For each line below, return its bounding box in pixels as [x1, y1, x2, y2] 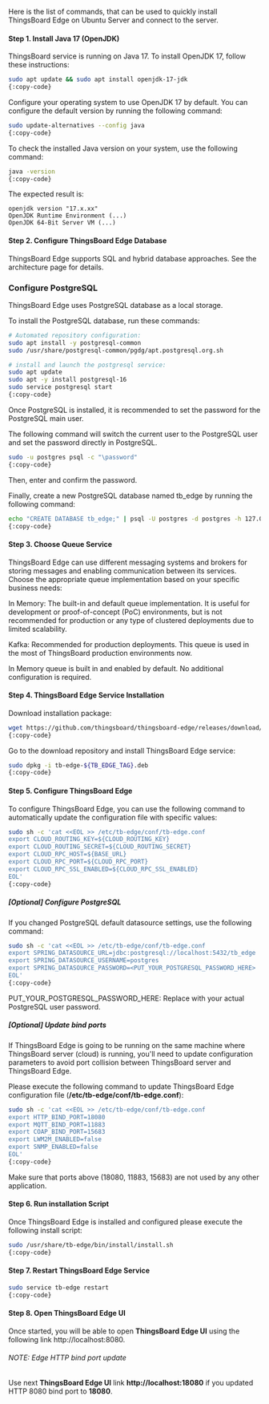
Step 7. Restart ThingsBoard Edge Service [8, 1266, 151, 1276]
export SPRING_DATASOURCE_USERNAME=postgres [8, 957, 159, 965]
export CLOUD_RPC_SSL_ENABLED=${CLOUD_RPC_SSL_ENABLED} [8, 865, 199, 873]
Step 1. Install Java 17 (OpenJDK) [8, 34, 120, 43]
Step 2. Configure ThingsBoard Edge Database [8, 236, 167, 245]
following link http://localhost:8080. [8, 1334, 126, 1344]
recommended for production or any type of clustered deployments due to [8, 615, 255, 625]
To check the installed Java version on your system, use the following [8, 144, 239, 153]
